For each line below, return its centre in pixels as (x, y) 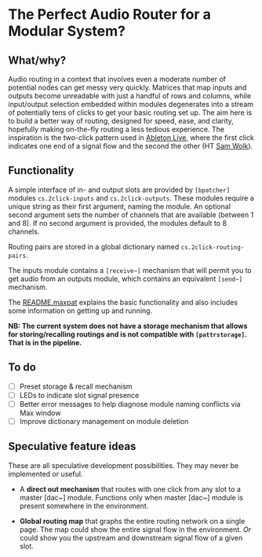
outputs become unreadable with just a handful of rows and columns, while (130, 96)
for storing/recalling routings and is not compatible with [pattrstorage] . (127, 334)
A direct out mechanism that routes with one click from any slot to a (130, 489)
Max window (40, 413)
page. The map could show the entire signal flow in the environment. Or (135, 529)
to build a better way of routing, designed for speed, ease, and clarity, (121, 121)
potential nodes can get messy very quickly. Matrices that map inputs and (127, 87)
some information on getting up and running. (80, 310)
